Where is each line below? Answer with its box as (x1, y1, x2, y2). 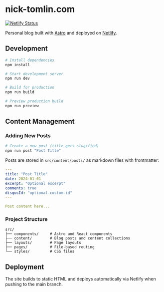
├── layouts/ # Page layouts (5, 240, 81, 245)
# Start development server (5, 71, 64, 76)
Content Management (5, 117, 75, 126)
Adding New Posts (5, 132, 51, 139)
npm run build (5, 90, 35, 95)
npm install (5, 62, 30, 67)
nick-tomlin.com (5, 4, 75, 15)
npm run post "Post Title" (5, 148, 61, 153)
